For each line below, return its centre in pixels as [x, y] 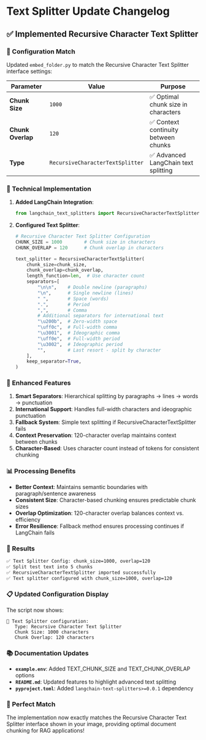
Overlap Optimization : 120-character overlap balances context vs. [99, 513]
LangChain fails [35, 533]
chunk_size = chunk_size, [57, 264]
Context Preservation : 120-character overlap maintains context [96, 435]
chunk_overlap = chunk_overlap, [65, 270]
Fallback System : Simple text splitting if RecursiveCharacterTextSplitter [105, 422]
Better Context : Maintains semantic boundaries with [82, 487]
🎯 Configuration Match [41, 52]
